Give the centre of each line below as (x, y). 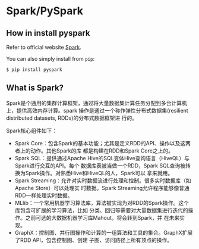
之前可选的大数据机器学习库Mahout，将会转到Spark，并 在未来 (102, 217)
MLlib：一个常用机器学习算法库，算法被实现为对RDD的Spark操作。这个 (102, 203)
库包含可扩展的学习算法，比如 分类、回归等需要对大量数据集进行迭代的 (101, 210)
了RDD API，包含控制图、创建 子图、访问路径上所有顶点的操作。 (94, 240)
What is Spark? (35, 88)
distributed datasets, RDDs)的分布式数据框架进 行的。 (72, 118)
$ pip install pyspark (34, 70)
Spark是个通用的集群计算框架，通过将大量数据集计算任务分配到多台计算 (94, 103)
